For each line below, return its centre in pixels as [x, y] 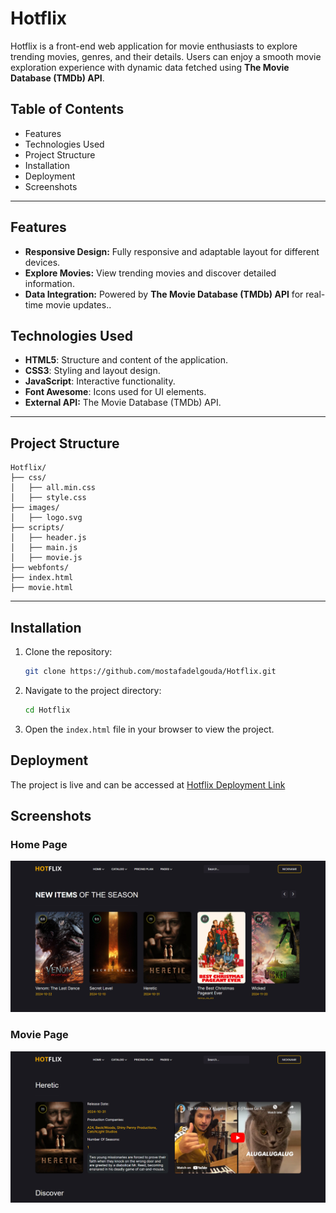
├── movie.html [42, 588]
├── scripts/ [37, 528]
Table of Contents [67, 109]
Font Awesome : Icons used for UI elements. [115, 392]
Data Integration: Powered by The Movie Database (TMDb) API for [164, 294]
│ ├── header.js [48, 538]
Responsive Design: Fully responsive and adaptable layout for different [172, 251]
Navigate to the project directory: [93, 690]
